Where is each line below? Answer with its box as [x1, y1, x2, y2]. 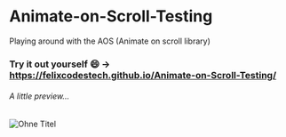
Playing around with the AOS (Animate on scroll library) [9, 36, 211, 46]
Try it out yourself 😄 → [9, 58, 111, 70]
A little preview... [9, 91, 69, 101]
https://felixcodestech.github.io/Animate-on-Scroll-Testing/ [9, 68, 277, 81]
